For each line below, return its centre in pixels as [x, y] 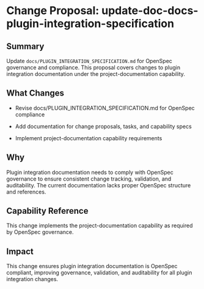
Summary [25, 46]
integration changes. [32, 279]
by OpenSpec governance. [40, 232]
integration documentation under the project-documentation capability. [96, 74]
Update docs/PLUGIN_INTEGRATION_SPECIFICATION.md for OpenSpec [89, 61]
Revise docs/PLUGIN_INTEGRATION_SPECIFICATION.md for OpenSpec [105, 108]
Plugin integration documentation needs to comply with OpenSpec [90, 172]
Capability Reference [47, 211]
